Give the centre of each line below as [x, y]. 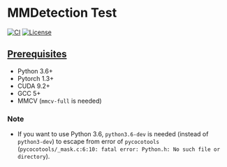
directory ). [34, 157]
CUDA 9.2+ [34, 86]
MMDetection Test [62, 13]
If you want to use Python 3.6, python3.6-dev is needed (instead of [113, 134]
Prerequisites [37, 54]
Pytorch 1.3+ [36, 78]
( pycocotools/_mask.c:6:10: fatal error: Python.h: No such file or [119, 149]
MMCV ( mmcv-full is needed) [60, 101]
